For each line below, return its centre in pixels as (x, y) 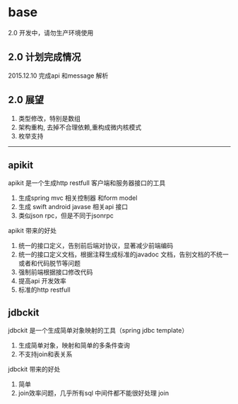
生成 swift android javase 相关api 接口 (73, 207)
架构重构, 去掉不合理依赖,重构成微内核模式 (80, 127)
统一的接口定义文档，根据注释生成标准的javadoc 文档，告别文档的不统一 (123, 254)
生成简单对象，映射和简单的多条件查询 (74, 345)
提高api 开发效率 (42, 281)
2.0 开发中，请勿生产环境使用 (51, 32)
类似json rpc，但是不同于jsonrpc (66, 215)
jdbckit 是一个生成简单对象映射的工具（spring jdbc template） (98, 331)
